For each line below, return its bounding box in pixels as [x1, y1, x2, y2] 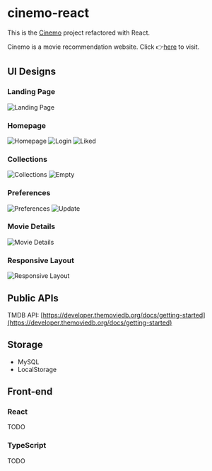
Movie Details [7, 221, 55, 231]
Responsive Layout [7, 255, 74, 265]
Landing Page [7, 87, 56, 97]
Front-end [7, 385, 53, 397]
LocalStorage [17, 365, 57, 373]
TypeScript [7, 441, 47, 450]
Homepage [7, 120, 46, 130]
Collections [7, 154, 48, 164]
